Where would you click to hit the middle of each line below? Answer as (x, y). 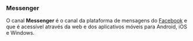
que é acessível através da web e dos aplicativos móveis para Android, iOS (97, 27)
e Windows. (21, 33)
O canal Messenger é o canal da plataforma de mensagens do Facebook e (97, 21)
